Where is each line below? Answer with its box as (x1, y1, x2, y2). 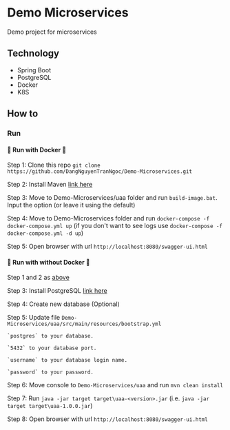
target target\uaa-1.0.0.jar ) (7, 402, 93, 410)
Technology (7, 48, 60, 59)
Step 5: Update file (7, 314, 61, 322)
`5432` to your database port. (7, 345, 97, 352)
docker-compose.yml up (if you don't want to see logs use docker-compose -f (7, 222, 222, 230)
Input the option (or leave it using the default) (7, 201, 136, 209)
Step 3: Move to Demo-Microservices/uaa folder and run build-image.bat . (7, 194, 218, 202)
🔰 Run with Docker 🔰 (7, 145, 67, 154)
